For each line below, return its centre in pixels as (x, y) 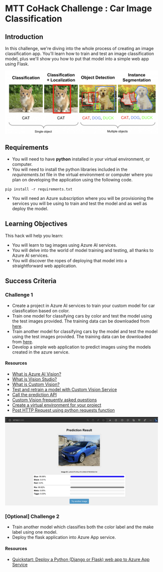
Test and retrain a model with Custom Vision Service (65, 389)
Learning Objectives (36, 224)
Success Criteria (31, 281)
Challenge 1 (19, 295)
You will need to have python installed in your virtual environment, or (81, 159)
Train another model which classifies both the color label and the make (83, 527)
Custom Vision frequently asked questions (54, 400)
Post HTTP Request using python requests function (63, 410)
